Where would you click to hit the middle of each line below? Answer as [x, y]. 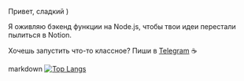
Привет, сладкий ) [39, 11]
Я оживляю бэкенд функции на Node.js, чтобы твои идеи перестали [122, 26]
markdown [26, 69]
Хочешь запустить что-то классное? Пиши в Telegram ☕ [103, 51]
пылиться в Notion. [40, 35]
